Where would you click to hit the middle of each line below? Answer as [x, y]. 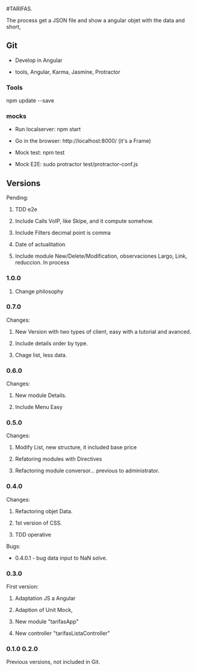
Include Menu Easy [39, 407]
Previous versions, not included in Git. [53, 662]
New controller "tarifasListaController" [62, 633]
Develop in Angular [39, 60]
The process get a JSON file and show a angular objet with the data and [95, 20]
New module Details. [41, 395]
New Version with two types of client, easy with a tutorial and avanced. [103, 331]
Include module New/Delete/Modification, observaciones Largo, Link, [101, 256]
